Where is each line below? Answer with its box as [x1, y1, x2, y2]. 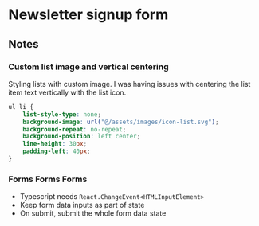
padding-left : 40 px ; [22, 147, 91, 156]
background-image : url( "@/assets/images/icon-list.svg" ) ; [22, 118, 219, 126]
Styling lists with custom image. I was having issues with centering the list [8, 79, 251, 88]
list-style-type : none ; [22, 110, 102, 119]
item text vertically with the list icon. [8, 88, 127, 97]
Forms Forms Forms [8, 173, 88, 185]
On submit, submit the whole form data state [19, 208, 167, 218]
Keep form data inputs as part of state [19, 201, 145, 210]
